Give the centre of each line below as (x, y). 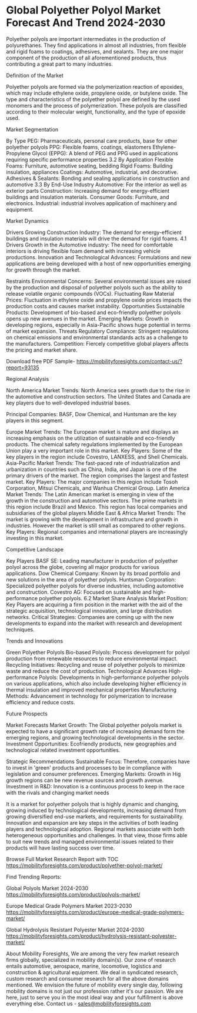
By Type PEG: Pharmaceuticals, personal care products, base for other (92, 141)
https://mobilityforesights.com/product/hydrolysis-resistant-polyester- (91, 936)
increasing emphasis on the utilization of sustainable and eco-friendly (91, 438)
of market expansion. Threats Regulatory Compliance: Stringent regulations (98, 331)
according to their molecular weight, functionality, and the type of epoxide (96, 112)
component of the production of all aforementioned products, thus (86, 58)
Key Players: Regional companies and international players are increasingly (97, 531)
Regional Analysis (28, 379)
